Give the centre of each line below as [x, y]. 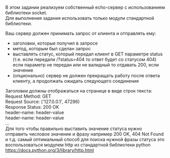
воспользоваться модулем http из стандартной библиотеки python [78, 145]
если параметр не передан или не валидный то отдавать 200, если [86, 65]
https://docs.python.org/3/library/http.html [50, 150]
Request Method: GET [28, 96]
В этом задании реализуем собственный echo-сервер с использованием [85, 7]
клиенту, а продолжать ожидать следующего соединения [76, 81]
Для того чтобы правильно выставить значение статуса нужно [74, 129]
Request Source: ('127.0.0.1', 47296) [43, 102]
